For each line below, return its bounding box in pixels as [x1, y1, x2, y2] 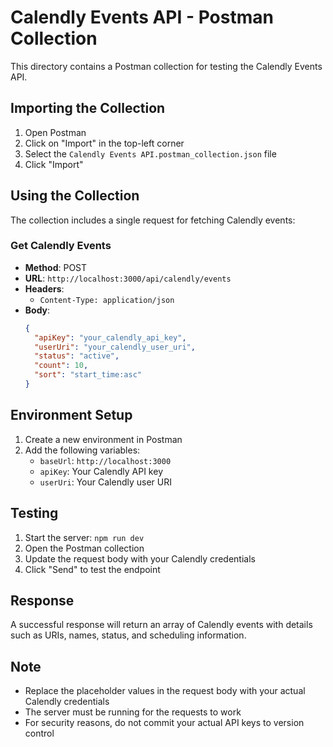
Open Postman [24, 126, 87, 138]
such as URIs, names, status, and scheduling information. [10, 629, 247, 641]
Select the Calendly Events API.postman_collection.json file [24, 147, 277, 160]
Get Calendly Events [10, 239, 112, 253]
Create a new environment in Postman [24, 433, 183, 445]
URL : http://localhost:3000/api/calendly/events [24, 272, 232, 284]
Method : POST [24, 261, 88, 273]
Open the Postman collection [24, 542, 145, 554]
